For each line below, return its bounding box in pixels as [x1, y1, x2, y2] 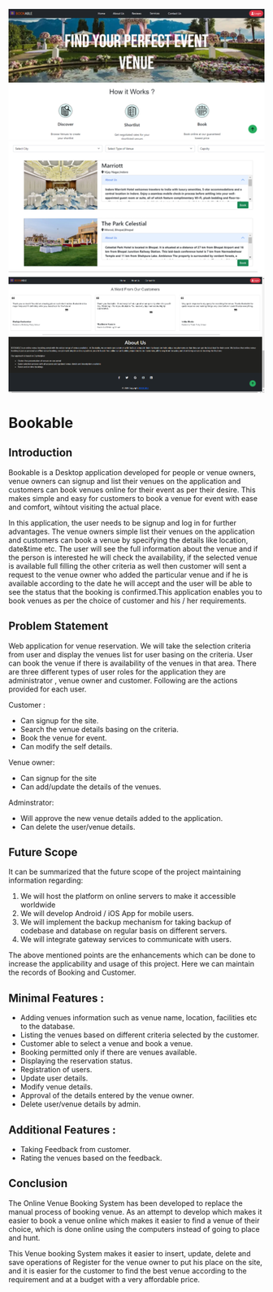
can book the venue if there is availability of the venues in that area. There [8, 658, 258, 668]
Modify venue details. [19, 1082, 93, 1092]
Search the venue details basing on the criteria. [19, 724, 179, 734]
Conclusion [8, 1176, 68, 1190]
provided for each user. [8, 684, 87, 694]
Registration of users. [19, 1065, 93, 1075]
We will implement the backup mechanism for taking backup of [19, 917, 232, 928]
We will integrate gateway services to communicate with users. [19, 935, 232, 945]
